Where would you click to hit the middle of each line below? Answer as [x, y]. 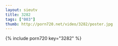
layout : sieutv [21, 10]
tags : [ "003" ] [20, 19]
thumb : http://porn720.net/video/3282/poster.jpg [59, 24]
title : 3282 [18, 15]
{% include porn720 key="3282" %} [43, 38]
